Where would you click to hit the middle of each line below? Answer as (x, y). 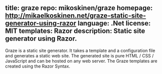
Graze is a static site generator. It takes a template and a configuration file (80, 50)
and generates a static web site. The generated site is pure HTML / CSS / (80, 55)
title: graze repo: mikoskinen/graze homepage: (79, 8)
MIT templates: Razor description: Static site (75, 31)
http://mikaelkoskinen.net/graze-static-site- (76, 16)
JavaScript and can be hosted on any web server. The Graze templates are (81, 61)
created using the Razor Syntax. (38, 66)
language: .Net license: (114, 23)
